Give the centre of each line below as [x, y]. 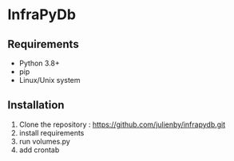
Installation [36, 105]
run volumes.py [45, 141]
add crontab [39, 150]
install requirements [52, 132]
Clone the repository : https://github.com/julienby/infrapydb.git [122, 124]
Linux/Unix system [50, 80]
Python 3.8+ [40, 63]
